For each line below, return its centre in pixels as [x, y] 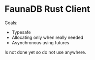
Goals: [11, 23]
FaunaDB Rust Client [47, 9]
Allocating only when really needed [47, 37]
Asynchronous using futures [40, 42]
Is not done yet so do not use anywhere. [46, 52]
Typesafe [21, 32]
